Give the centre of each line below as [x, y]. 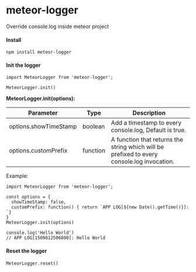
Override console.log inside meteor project [57, 26]
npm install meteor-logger [39, 52]
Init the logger [23, 65]
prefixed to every [134, 154]
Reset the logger [27, 251]
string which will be [137, 147]
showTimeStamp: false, [39, 202]
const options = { [28, 197]
